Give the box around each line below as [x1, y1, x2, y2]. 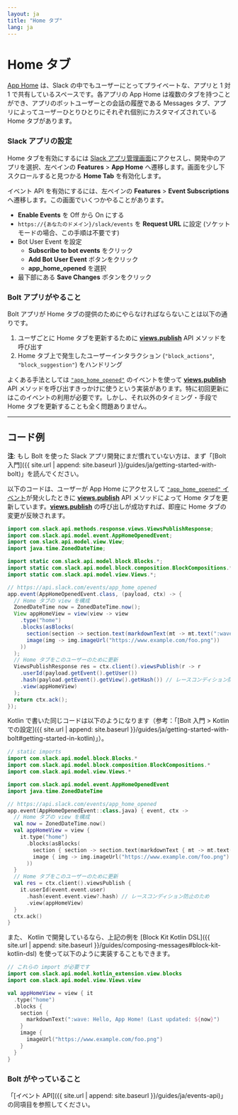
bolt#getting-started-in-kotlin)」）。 [7, 734, 108, 743]
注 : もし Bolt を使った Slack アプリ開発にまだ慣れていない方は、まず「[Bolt [7, 452, 227, 460]
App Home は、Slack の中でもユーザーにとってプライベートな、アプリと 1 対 [7, 81, 231, 89]
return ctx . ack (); [13, 696, 69, 703]
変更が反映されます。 [7, 511, 69, 519]
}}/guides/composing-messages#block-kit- [93, 941, 221, 950]
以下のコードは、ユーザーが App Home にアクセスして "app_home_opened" [7, 484, 222, 493]
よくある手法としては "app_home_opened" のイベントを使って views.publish [7, 375, 227, 384]
